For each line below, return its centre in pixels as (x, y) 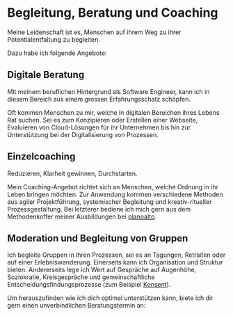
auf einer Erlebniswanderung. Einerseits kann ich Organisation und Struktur (115, 262)
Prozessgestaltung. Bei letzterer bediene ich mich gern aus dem (99, 209)
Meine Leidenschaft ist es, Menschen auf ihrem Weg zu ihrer (94, 32)
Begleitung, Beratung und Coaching (113, 13)
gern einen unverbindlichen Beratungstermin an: (77, 306)
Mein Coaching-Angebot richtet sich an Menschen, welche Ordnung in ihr (113, 187)
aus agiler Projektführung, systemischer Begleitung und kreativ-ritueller (110, 202)
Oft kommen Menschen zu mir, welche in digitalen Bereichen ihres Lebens (113, 112)
